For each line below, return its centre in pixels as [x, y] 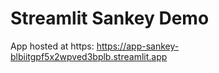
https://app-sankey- [138, 46]
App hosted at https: [52, 46]
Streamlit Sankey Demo [110, 18]
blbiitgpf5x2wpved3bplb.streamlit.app [89, 56]
